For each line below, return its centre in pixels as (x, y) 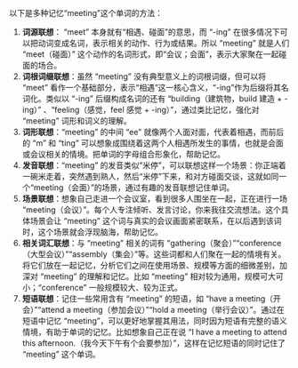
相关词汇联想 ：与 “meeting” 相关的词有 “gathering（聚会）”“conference (152, 243)
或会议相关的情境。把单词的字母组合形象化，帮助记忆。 (123, 154)
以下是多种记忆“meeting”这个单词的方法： (86, 13)
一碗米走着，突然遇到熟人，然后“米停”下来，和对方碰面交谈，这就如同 (150, 176)
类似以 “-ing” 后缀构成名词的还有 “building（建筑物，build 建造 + (164, 99)
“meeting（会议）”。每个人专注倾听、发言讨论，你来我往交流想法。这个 (152, 210)
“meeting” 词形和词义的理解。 (77, 121)
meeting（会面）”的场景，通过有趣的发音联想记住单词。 (134, 188)
